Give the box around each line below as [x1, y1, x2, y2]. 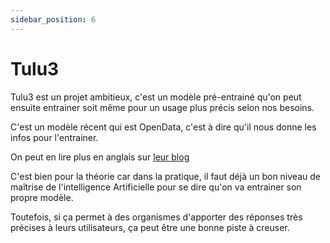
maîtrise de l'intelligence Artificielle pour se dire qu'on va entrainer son [10, 181, 302, 193]
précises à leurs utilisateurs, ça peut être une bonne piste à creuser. [10, 221, 290, 233]
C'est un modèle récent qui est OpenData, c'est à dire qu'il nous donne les [10, 121, 317, 133]
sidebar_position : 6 [10, 14, 97, 25]
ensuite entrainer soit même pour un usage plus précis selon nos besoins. [10, 101, 315, 113]
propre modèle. [10, 191, 74, 203]
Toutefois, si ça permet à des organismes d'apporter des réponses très [10, 211, 303, 223]
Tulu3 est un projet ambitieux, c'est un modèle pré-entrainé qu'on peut [10, 91, 302, 103]
